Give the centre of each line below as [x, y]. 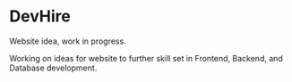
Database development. [53, 68]
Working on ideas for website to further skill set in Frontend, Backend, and [146, 58]
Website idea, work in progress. [68, 41]
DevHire [40, 16]
